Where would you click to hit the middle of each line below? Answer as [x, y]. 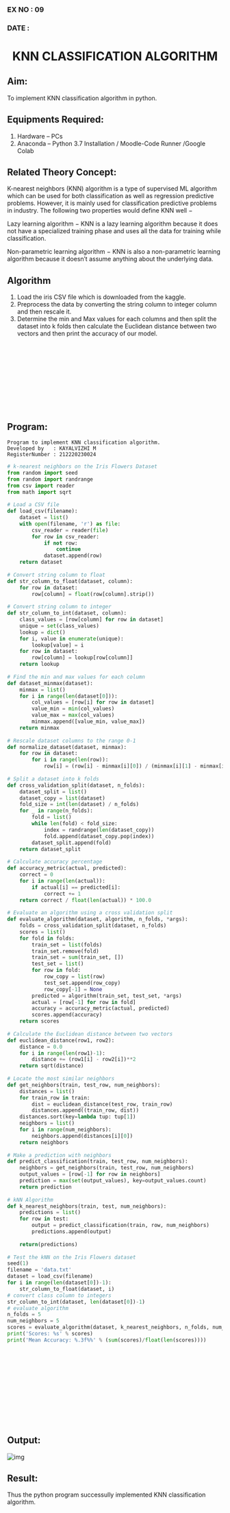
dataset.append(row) [73, 556]
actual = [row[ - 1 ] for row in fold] [84, 1002]
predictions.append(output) [72, 1232]
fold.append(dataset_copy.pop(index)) [99, 836]
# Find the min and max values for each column [76, 677]
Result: [23, 1478]
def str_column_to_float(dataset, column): [70, 581]
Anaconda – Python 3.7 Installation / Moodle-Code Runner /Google [111, 143]
